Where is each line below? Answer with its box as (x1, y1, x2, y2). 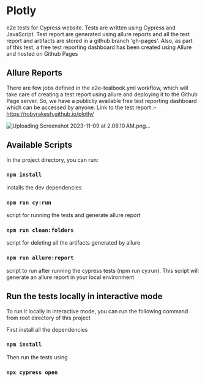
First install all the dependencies (6, 326, 88, 333)
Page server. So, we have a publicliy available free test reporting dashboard (6, 97, 197, 104)
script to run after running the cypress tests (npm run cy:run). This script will (6, 267, 199, 274)
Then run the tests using (6, 353, 69, 361)
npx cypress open (6, 369, 58, 376)
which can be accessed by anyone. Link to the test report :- (6, 104, 157, 111)
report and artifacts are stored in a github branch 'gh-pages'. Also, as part (6, 37, 193, 44)
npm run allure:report (6, 254, 74, 261)
